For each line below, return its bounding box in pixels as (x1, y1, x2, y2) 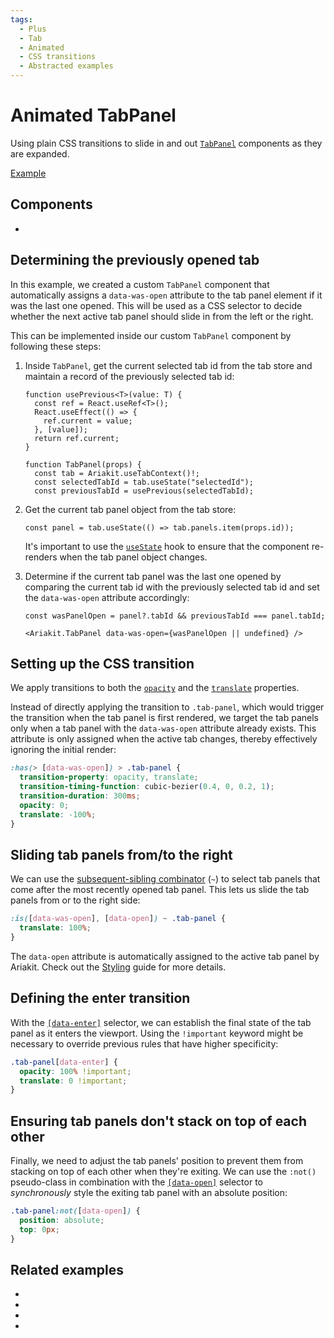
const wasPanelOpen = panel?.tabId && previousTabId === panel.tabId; (24, 611, 326, 621)
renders (24, 551, 58, 563)
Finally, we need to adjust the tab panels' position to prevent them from (10, 1155, 304, 1167)
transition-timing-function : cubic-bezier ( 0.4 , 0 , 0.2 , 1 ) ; (19, 782, 275, 792)
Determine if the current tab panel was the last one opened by (24, 570, 282, 582)
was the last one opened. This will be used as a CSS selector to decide (10, 299, 303, 311)
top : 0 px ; (19, 1224, 60, 1235)
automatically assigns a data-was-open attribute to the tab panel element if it (10, 289, 323, 301)
